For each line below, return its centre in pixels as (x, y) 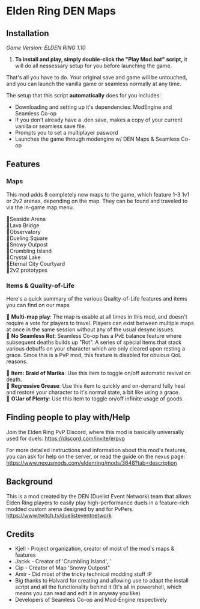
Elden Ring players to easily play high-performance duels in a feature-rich (98, 503)
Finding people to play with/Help (68, 418)
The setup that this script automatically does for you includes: (83, 95)
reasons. (17, 361)
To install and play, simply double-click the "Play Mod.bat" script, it (101, 59)
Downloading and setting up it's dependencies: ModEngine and (93, 107)
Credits (20, 534)
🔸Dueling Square (27, 238)
